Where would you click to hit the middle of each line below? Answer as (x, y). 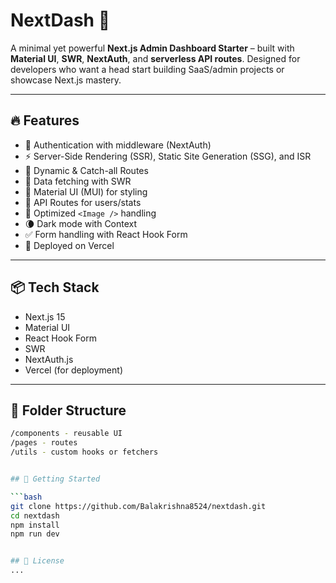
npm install (35, 525)
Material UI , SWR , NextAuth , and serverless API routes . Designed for (155, 58)
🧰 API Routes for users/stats (83, 202)
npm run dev (35, 534)
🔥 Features (45, 120)
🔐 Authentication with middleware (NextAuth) (118, 145)
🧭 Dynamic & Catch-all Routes (86, 170)
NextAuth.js (49, 359)
